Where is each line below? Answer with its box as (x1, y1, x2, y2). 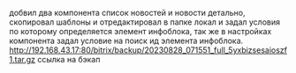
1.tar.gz (9, 55, 35, 64)
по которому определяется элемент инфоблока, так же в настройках (9, 26, 272, 36)
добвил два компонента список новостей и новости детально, (9, 8, 246, 18)
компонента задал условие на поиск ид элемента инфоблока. (9, 35, 244, 46)
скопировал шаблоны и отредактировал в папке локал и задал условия (9, 17, 281, 27)
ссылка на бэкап (36, 55, 101, 64)
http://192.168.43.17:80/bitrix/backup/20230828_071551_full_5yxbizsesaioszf (9, 45, 287, 55)
